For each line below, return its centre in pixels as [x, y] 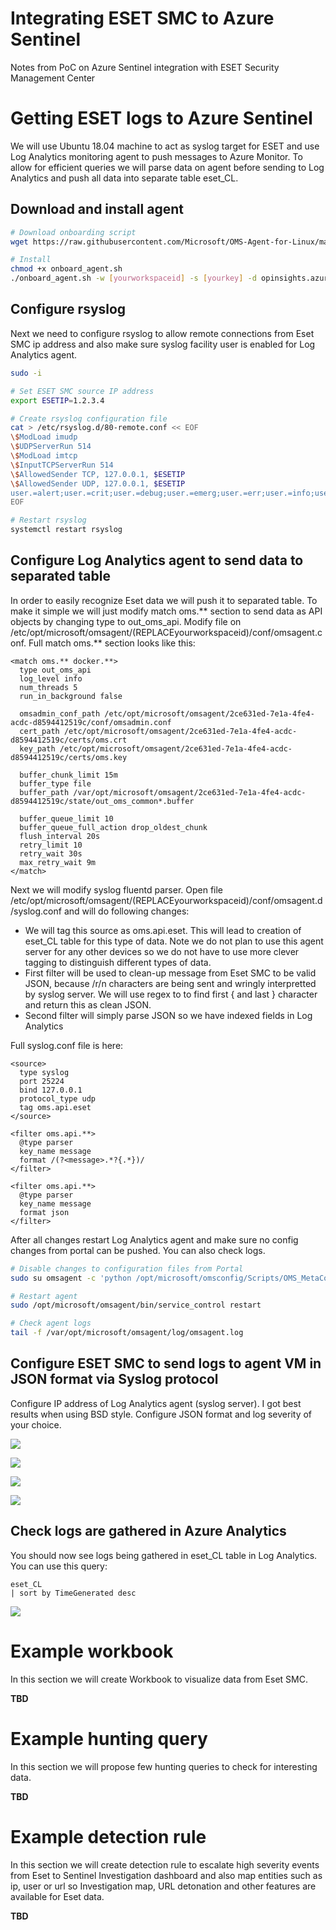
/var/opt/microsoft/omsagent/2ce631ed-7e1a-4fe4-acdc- [190, 792]
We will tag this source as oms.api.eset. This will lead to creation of [163, 930]
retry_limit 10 [51, 845]
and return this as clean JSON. [88, 1004]
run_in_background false [71, 696]
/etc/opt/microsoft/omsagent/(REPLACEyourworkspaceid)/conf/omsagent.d [166, 900]
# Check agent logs [51, 1323]
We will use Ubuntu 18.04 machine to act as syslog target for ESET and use [165, 146]
